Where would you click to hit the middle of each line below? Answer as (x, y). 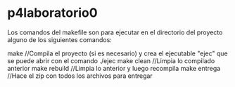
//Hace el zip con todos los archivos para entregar (80, 76)
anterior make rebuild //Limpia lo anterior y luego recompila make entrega (114, 68)
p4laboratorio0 (52, 13)
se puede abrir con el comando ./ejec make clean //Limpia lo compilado (111, 60)
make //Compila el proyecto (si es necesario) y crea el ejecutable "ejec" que (118, 53)
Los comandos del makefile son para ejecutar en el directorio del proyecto (115, 32)
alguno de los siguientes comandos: (60, 39)
